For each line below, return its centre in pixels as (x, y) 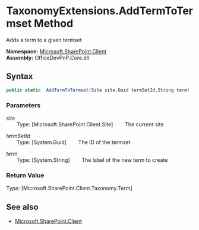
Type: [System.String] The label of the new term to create (92, 160)
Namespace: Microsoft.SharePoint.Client (56, 51)
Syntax (20, 76)
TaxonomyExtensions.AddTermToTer (99, 11)
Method (53, 23)
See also (22, 207)
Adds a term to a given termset (44, 40)
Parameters (23, 105)
